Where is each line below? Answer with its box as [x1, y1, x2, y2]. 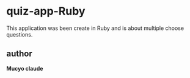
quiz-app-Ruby [6, 4, 86, 18]
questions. [6, 30, 33, 38]
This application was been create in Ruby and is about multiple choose [6, 24, 185, 32]
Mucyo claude [6, 65, 43, 72]
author [6, 49, 32, 59]
